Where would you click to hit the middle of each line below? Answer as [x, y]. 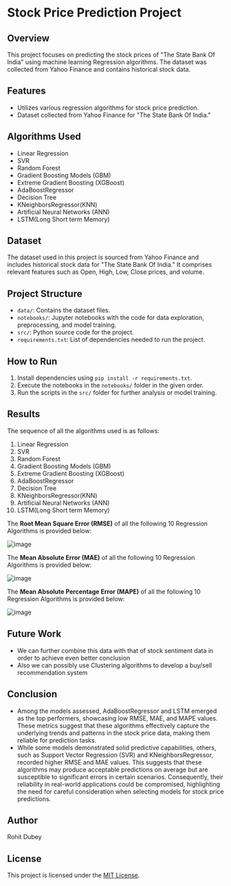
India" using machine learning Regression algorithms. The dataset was [107, 62]
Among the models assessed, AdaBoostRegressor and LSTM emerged [117, 711]
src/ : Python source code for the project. [75, 332]
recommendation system [52, 672]
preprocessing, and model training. [67, 325]
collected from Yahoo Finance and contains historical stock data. [99, 69]
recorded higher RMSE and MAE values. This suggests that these [109, 762]
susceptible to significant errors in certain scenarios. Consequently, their [120, 776]
